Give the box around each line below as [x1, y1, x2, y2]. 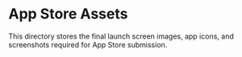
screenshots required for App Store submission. [8, 39, 168, 49]
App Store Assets [8, 5, 128, 23]
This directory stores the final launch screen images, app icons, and [8, 31, 234, 41]
